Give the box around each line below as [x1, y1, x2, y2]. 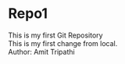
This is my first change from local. [8, 38, 118, 48]
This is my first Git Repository [8, 30, 103, 40]
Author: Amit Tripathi [8, 47, 76, 56]
